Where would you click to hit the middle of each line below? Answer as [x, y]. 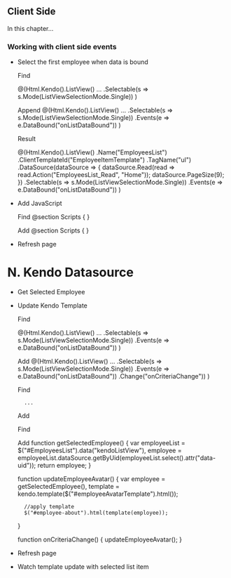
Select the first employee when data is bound [83, 62]
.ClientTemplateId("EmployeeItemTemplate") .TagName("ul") [104, 160]
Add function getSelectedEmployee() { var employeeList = [101, 443]
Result [27, 139]
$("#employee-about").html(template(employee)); [96, 513]
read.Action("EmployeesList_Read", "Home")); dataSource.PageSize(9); [121, 175]
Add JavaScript [40, 204]
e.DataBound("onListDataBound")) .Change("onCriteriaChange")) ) [113, 376]
